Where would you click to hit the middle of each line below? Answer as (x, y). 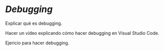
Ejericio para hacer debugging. (37, 43)
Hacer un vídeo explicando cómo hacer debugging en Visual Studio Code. (82, 33)
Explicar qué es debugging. (34, 23)
